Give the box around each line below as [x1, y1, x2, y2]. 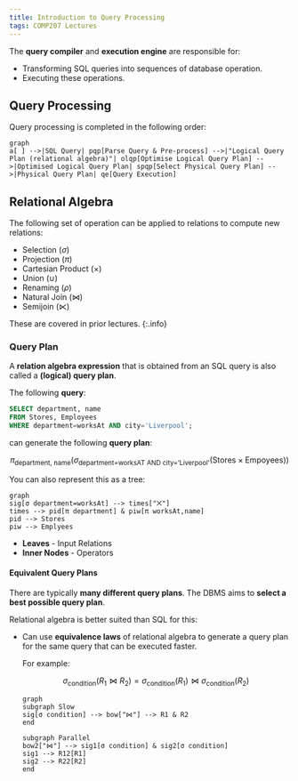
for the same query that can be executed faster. [21, 641, 197, 652]
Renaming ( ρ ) [21, 282, 73, 294]
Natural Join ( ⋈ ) [21, 292, 83, 302]
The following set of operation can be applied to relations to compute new [9, 218, 280, 229]
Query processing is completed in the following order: [9, 122, 206, 133]
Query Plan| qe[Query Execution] [52, 170, 177, 179]
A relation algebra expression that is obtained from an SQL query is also [9, 361, 277, 372]
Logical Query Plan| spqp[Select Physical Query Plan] [56, 162, 265, 172]
